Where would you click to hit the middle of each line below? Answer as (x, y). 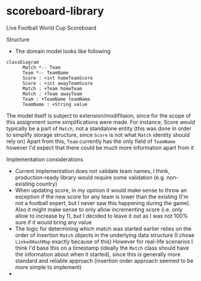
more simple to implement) (48, 267)
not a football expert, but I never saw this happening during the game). (103, 203)
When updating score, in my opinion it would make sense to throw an (101, 190)
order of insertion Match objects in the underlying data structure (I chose (105, 235)
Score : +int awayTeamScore (58, 83)
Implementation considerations (45, 159)
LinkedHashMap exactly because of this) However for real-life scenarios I (104, 241)
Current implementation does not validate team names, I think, (92, 171)
